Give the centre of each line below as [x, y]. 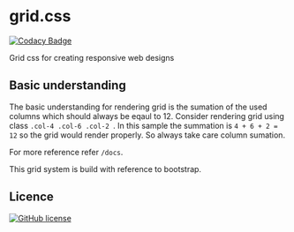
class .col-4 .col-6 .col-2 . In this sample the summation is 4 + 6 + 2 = [143, 125]
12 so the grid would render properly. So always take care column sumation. [147, 135]
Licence [32, 197]
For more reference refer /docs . [66, 152]
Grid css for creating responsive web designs [92, 57]
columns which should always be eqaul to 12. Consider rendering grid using [147, 116]
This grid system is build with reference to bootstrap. [105, 168]
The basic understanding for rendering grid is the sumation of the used [138, 107]
